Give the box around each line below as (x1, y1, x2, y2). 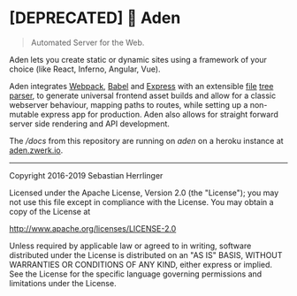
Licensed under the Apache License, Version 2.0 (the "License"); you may (9, 187, 279, 198)
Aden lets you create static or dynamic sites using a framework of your (9, 54, 268, 65)
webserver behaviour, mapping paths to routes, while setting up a (9, 99, 248, 110)
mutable (9, 109, 40, 119)
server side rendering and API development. (9, 118, 171, 129)
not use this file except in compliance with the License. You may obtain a (9, 196, 274, 207)
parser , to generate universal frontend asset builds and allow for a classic (9, 90, 277, 101)
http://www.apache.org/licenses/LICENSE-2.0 (9, 223, 177, 233)
